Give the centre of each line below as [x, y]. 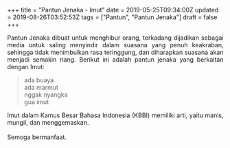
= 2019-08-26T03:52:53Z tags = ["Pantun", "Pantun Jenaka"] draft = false [112, 17]
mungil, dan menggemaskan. [48, 122]
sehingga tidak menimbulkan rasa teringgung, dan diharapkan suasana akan [115, 52]
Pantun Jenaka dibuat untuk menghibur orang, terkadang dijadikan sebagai [115, 38]
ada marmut [41, 87]
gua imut [36, 102]
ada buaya [39, 80]
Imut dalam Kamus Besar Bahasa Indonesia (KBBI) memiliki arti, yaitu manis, [115, 115]
